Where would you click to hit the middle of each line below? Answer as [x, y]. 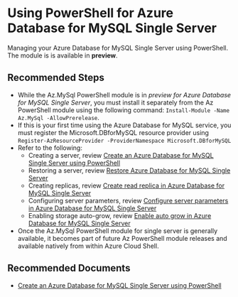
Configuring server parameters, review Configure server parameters [128, 200]
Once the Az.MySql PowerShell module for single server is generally [118, 231]
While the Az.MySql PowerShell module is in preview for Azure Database [124, 94]
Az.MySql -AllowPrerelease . [58, 117]
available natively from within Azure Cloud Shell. [88, 246]
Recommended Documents [69, 268]
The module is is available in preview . [63, 55]
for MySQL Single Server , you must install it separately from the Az [115, 102]
